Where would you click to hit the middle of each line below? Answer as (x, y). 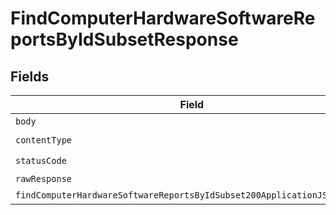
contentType (44, 140)
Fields (30, 76)
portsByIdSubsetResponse (124, 39)
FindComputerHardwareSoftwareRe (163, 18)
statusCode (41, 160)
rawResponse (44, 178)
